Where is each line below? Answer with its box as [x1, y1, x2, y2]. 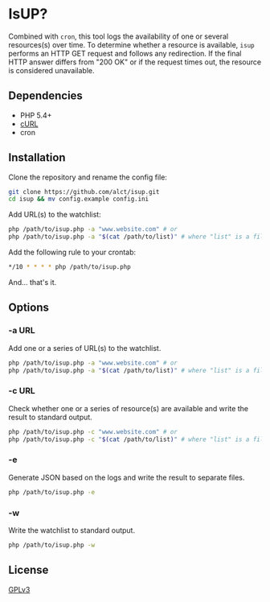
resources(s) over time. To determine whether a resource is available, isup [8, 39, 255, 49]
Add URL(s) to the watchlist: [8, 210, 102, 220]
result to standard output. [8, 412, 92, 422]
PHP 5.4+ [19, 110, 52, 120]
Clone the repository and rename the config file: [8, 172, 167, 182]
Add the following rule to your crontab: [8, 247, 137, 258]
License [8, 563, 49, 577]
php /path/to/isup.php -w [8, 541, 95, 549]
